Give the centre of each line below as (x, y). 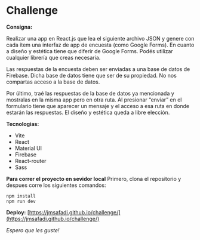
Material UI (28, 148)
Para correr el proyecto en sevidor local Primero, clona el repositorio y (94, 179)
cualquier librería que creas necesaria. (53, 57)
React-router (30, 161)
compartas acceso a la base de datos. (53, 82)
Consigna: (19, 27)
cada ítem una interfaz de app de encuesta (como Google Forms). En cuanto (100, 45)
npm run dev (21, 201)
